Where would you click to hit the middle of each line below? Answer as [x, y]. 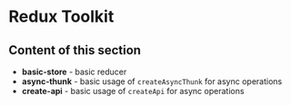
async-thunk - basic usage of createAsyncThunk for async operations [152, 81]
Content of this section [75, 50]
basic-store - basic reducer [74, 72]
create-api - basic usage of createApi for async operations [133, 91]
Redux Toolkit [61, 17]
